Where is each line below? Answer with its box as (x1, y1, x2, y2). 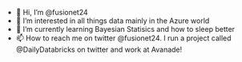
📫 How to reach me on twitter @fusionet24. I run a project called (15, 33, 232, 43)
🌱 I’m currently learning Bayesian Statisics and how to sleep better (15, 25, 235, 33)
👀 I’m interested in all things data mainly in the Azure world (15, 16, 210, 25)
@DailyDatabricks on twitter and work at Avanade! (15, 45, 183, 54)
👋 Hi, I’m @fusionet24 (15, 8, 88, 17)
